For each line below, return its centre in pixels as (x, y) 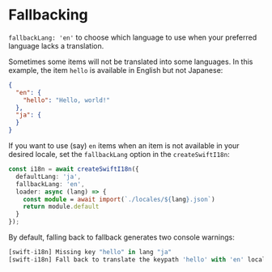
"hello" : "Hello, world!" (67, 100)
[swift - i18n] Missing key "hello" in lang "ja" (90, 253)
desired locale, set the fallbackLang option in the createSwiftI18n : (119, 155)
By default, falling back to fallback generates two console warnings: (121, 237)
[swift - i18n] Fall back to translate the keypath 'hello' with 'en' (126, 259)
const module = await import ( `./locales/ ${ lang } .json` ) (119, 199)
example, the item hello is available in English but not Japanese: (116, 70)
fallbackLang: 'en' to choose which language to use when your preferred (133, 37)
